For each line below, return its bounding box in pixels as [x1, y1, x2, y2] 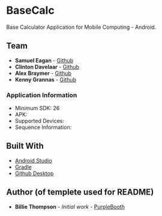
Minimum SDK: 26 [14, 104, 60, 112]
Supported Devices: [14, 118, 65, 125]
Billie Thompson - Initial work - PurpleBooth [14, 203, 125, 210]
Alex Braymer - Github [14, 70, 72, 77]
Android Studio [14, 157, 52, 164]
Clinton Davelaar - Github [14, 63, 80, 70]
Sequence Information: [14, 124, 72, 131]
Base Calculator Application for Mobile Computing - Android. [6, 23, 157, 31]
